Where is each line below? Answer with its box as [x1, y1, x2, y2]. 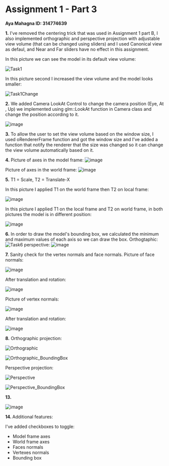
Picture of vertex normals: [5, 296, 60, 302]
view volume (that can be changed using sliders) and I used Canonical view [5, 40, 162, 47]
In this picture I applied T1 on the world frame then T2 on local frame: [5, 186, 149, 192]
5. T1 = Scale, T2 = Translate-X [5, 176, 70, 183]
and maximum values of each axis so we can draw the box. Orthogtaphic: [5, 236, 158, 242]
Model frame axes [12, 433, 50, 439]
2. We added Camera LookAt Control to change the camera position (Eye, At [5, 100, 164, 107]
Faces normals [12, 444, 44, 450]
